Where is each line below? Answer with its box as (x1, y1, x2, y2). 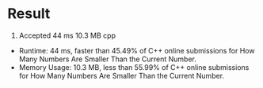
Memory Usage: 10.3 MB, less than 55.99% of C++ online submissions (18, 62, 250, 71)
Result (7, 5, 51, 23)
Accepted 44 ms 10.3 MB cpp (18, 31, 116, 40)
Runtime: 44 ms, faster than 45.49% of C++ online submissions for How (18, 46, 255, 55)
